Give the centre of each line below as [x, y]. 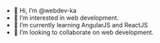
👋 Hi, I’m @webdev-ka [45, 11]
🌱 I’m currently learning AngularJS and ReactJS [81, 25]
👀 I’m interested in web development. [66, 18]
